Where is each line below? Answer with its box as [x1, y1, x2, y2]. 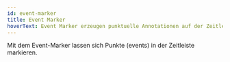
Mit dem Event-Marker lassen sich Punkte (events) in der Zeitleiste [7, 42, 195, 50]
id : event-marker [7, 10, 57, 17]
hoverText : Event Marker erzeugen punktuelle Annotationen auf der [7, 22, 204, 29]
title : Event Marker [7, 16, 66, 23]
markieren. [7, 48, 38, 57]
